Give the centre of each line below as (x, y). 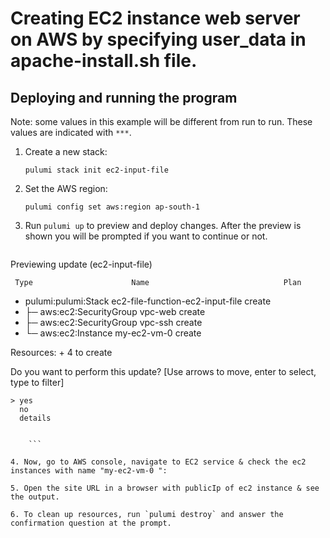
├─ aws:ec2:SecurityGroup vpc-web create (115, 311)
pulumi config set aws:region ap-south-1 (112, 207)
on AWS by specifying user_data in (158, 39)
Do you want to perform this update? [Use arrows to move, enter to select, (163, 371)
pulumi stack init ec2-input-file (96, 170)
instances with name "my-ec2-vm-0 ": (89, 471)
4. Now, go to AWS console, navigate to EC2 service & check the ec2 (158, 462)
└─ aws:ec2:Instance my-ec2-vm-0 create (113, 333)
